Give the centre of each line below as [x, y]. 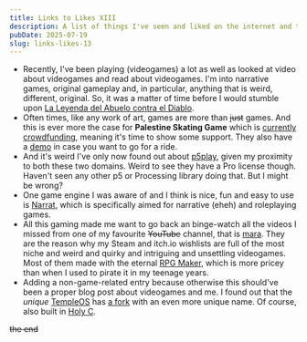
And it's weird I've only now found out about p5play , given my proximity [158, 157]
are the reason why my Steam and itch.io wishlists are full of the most [153, 244]
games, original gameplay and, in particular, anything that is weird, [148, 88]
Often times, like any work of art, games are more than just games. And [157, 118]
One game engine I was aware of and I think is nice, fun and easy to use [158, 195]
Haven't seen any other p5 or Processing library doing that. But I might [155, 176]
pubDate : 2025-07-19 [49, 35]
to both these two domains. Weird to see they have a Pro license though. [159, 166]
